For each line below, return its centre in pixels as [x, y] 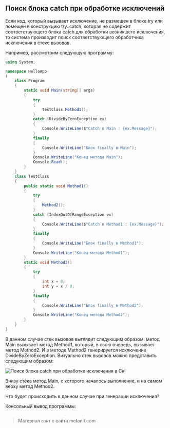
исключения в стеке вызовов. [38, 43]
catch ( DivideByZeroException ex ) [70, 119]
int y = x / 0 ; [58, 286]
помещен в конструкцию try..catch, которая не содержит [68, 26]
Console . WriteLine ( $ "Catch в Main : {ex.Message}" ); [100, 129]
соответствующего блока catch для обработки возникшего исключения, [85, 32]
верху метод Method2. [30, 386]
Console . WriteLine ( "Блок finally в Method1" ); [93, 244]
